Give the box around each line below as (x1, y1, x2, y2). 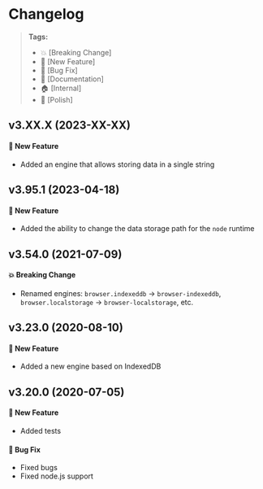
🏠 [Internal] (40, 83, 82, 93)
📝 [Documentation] (40, 74, 104, 84)
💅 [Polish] (40, 94, 73, 104)
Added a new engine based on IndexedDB (19, 361, 162, 371)
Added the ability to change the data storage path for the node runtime (19, 224, 255, 234)
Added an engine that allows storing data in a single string (19, 159, 215, 169)
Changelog (8, 5, 84, 24)
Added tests (19, 426, 62, 435)
